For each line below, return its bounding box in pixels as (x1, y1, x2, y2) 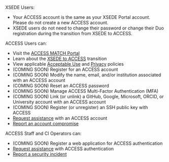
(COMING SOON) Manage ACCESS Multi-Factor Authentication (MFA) (12, 88, 159, 94)
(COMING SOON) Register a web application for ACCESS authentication (12, 140, 163, 146)
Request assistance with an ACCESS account (12, 115, 108, 121)
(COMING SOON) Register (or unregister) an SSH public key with (12, 104, 148, 110)
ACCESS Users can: (5, 40, 47, 46)
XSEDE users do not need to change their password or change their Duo (12, 25, 164, 31)
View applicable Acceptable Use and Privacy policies (12, 61, 124, 67)
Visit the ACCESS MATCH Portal (12, 50, 80, 56)
